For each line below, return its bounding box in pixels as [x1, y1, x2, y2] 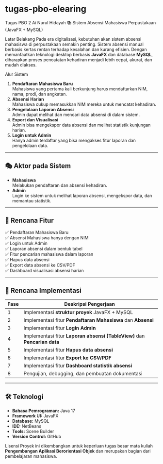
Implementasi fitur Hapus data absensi [23, 347, 113, 353]
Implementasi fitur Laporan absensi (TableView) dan [23, 332, 145, 339]
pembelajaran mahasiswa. [5, 453, 57, 459]
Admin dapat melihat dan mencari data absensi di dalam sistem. [12, 112, 140, 117]
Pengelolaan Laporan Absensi [12, 106, 74, 112]
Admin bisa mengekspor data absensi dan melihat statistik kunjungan [12, 122, 151, 128]
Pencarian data [23, 339, 60, 346]
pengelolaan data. [12, 142, 49, 149]
